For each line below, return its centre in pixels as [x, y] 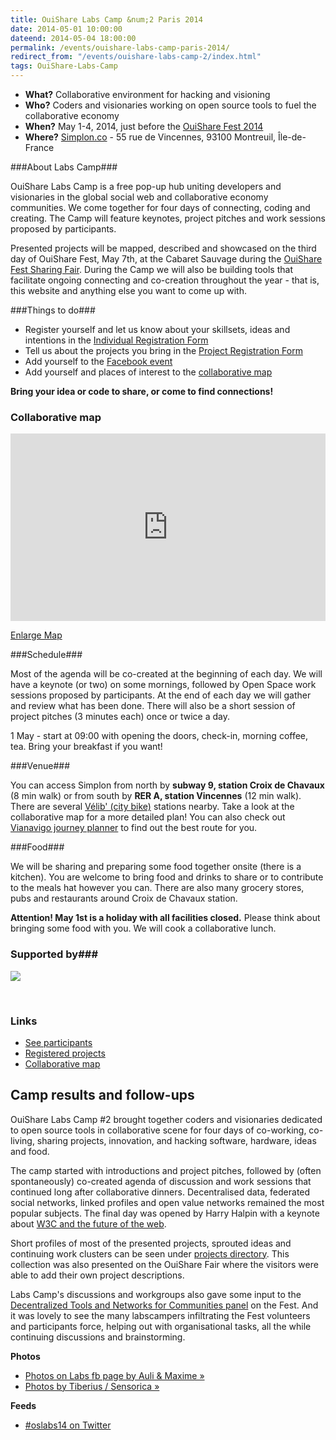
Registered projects [65, 1053]
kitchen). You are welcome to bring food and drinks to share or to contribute [167, 877]
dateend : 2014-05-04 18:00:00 [73, 38]
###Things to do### [53, 310]
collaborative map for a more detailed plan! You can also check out [148, 817]
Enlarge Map [36, 635]
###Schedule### [46, 655]
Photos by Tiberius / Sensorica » [92, 1386]
